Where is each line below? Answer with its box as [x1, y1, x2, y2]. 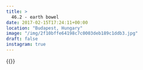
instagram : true [6, 42, 46, 48]
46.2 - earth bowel [11, 14, 59, 20]
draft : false [6, 36, 38, 42]
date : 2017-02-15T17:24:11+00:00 [6, 19, 88, 25]
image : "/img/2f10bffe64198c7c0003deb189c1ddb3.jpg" [6, 31, 138, 36]
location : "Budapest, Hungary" [6, 25, 83, 31]
